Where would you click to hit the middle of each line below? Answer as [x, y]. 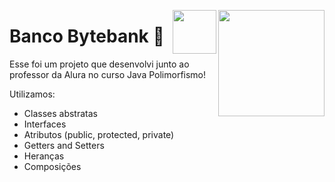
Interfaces [45, 124]
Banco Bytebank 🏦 [87, 36]
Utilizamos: [32, 94]
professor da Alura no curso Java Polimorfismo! [108, 74]
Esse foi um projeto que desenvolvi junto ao [99, 64]
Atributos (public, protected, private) [99, 134]
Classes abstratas [60, 113]
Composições [52, 166]
